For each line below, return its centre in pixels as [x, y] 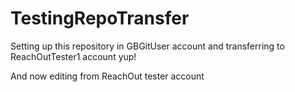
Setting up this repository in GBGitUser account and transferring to [147, 46]
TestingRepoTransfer [100, 18]
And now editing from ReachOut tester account [107, 76]
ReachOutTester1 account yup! [73, 56]
